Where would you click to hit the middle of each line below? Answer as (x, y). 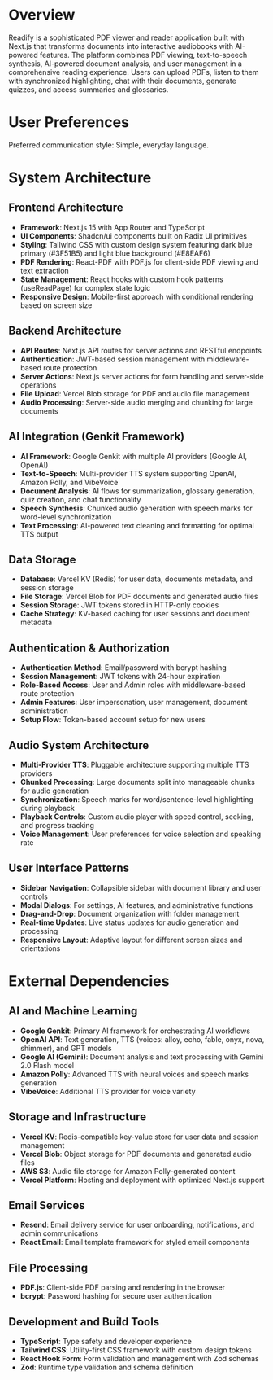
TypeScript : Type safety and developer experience (106, 1341)
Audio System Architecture (79, 745)
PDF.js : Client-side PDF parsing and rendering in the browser (123, 1287)
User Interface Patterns (69, 868)
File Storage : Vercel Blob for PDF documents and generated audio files (139, 597)
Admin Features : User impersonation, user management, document (134, 703)
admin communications (59, 1233)
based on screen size (56, 305)
